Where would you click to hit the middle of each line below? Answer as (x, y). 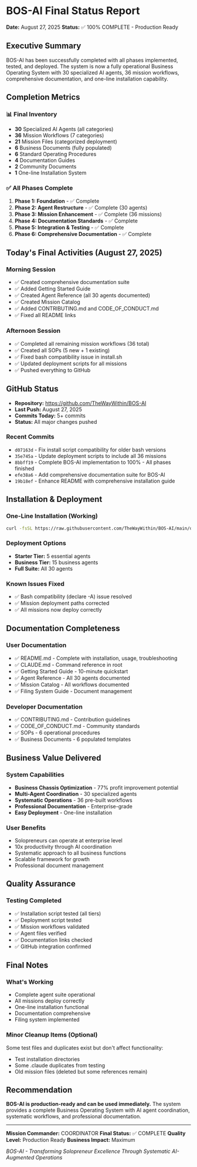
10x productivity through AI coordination (63, 846)
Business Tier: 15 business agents (56, 562)
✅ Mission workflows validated (52, 926)
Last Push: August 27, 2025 (48, 409)
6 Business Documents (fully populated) (63, 148)
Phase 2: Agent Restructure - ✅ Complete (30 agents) (81, 207)
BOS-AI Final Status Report (73, 11)
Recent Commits (30, 437)
